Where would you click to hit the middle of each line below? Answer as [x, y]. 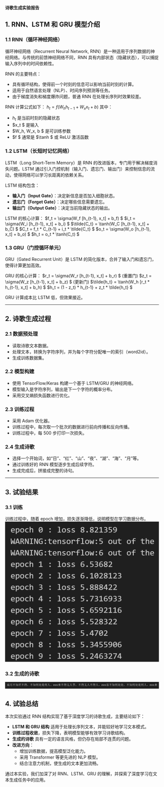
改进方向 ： [23, 745]
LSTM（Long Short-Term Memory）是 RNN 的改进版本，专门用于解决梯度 [79, 163]
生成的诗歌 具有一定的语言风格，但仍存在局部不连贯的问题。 [72, 739]
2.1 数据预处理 [21, 334]
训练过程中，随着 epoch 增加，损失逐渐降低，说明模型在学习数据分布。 [77, 519]
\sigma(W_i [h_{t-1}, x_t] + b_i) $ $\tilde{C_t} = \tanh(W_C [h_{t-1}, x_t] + [77, 224]
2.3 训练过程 [20, 409]
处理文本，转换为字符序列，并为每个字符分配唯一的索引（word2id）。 [81, 352]
